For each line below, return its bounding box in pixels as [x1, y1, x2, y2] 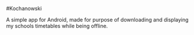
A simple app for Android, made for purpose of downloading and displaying [6, 16, 189, 23]
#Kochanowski [6, 5, 42, 12]
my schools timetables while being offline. [6, 23, 108, 29]
